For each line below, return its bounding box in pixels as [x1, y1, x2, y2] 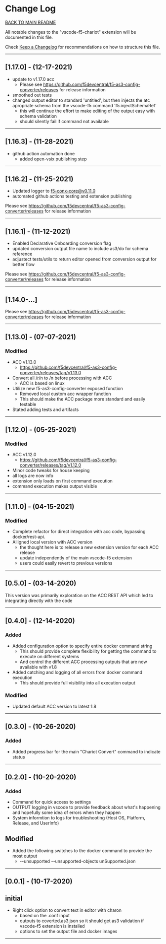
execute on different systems [19, 653, 79, 659]
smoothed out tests [12, 92, 52, 98]
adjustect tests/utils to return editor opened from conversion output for [12, 256, 157, 262]
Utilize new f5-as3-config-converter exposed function [12, 385, 124, 391]
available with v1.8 [19, 664, 57, 670]
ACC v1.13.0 [12, 359, 37, 365]
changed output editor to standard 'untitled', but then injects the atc [12, 97, 150, 103]
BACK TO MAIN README [5, 19, 56, 25]
